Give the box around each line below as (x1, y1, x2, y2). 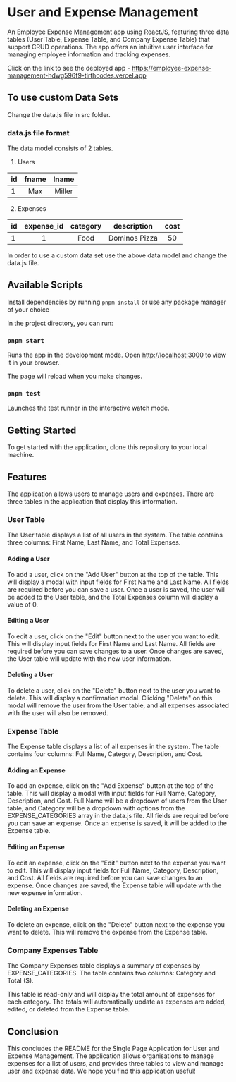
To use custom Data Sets (7, 92, 119, 104)
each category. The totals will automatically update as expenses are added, (7, 997, 227, 1006)
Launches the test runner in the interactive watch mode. (7, 403, 170, 413)
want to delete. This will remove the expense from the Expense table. (7, 928, 208, 936)
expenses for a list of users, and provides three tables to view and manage (7, 1059, 224, 1067)
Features (7, 470, 47, 483)
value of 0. (7, 600, 39, 609)
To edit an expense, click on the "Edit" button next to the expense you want (7, 858, 227, 867)
